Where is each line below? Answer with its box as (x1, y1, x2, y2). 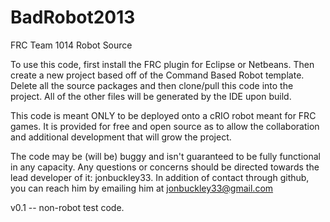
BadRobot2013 (10, 6, 136, 29)
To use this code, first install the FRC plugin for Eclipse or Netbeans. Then (10, 58, 315, 70)
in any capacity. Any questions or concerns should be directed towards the (10, 161, 320, 173)
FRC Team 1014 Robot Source (10, 39, 133, 51)
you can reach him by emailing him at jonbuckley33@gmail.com (10, 182, 274, 194)
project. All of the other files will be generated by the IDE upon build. (10, 90, 292, 102)
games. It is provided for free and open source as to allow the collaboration (10, 120, 320, 132)
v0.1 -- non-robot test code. (10, 201, 125, 213)
